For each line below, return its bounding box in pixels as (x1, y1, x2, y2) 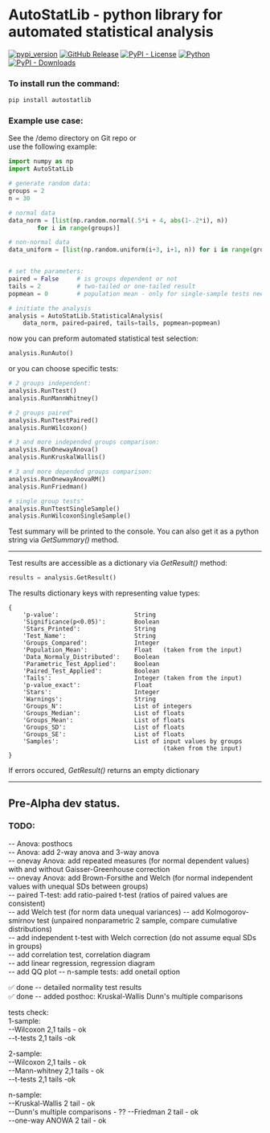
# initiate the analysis (8, 304, 92, 313)
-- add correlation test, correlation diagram (8, 950, 150, 959)
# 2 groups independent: (8, 379, 92, 387)
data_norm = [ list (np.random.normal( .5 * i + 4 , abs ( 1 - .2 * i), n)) (8, 216, 228, 224)
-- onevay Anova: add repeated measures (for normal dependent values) (8, 856, 250, 865)
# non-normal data (8, 239, 70, 247)
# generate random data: (8, 179, 92, 188)
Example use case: (8, 115, 84, 126)
